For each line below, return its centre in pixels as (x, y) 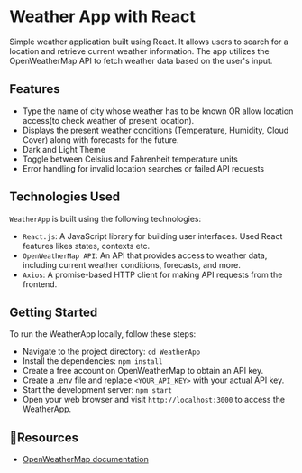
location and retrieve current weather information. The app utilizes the (139, 51)
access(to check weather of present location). (108, 120)
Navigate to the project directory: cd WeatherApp (111, 352)
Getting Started (54, 312)
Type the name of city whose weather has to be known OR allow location (158, 111)
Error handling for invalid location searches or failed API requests (143, 168)
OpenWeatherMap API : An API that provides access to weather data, (145, 255)
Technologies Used (64, 197)
